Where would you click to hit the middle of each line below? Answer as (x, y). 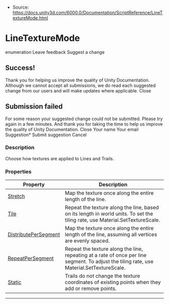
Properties (18, 171)
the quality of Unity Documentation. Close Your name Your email (72, 129)
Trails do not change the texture (102, 276)
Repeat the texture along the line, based (112, 208)
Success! (20, 68)
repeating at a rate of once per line (106, 255)
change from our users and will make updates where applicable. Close (78, 90)
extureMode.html (30, 18)
